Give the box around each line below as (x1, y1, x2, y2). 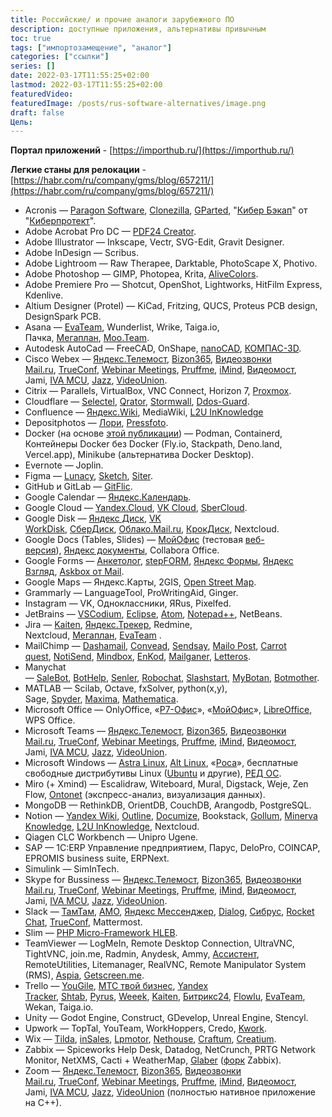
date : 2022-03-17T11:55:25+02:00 (10, 71, 150, 81)
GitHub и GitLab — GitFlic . (24, 481, 133, 493)
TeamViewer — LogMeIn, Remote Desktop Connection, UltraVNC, (24, 937, 295, 950)
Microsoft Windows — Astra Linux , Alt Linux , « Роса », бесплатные (24, 757, 299, 769)
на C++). (24, 1097, 62, 1109)
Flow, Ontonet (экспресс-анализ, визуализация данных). (24, 789, 266, 801)
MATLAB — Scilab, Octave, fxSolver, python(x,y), (24, 682, 228, 695)
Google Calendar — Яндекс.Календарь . (24, 491, 192, 503)
